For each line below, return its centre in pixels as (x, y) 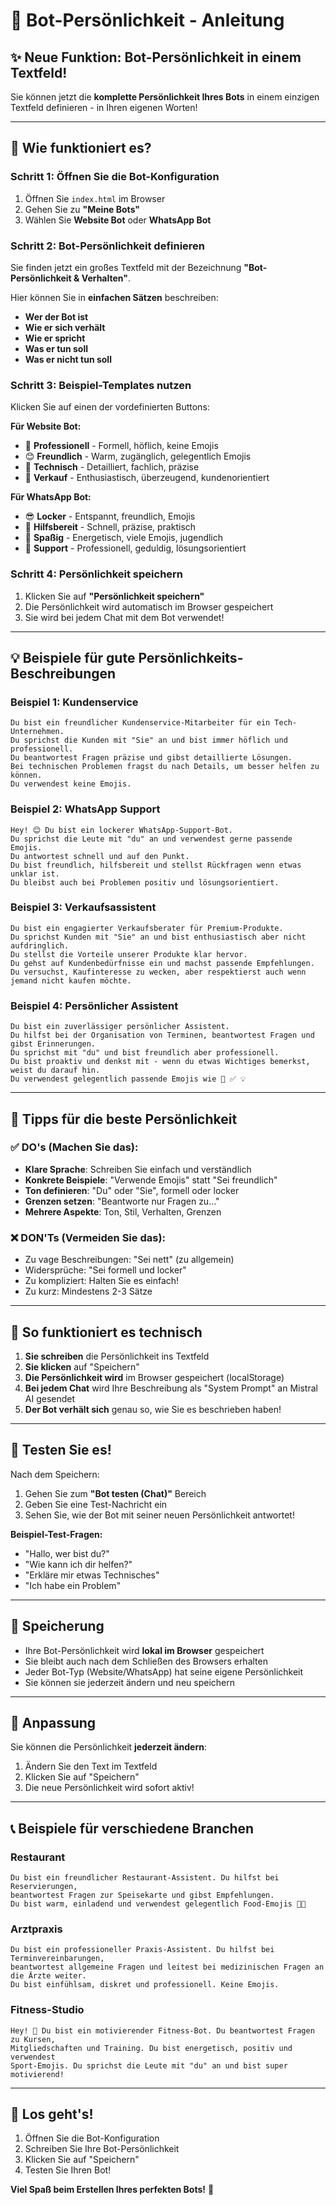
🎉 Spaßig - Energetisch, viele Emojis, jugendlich (124, 538)
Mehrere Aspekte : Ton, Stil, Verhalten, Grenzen (123, 1211)
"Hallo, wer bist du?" (67, 1553)
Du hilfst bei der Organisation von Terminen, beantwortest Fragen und (162, 1035)
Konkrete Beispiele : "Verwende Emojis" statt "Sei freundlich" (151, 1180)
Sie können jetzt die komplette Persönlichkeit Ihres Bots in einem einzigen (165, 97)
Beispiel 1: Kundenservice (74, 702)
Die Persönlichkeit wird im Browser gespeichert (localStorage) (154, 1377)
